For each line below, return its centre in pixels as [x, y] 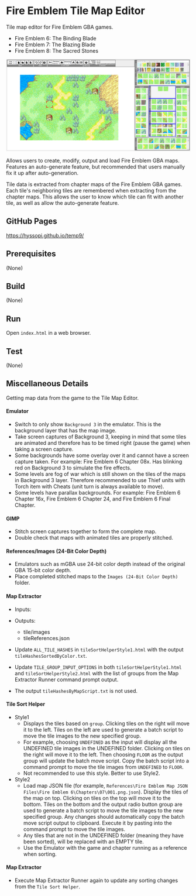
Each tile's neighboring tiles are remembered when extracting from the [91, 190]
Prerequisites [31, 254]
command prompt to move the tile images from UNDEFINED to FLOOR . [104, 767]
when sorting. [40, 854]
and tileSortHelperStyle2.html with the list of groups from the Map [97, 673]
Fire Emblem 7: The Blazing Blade [55, 44]
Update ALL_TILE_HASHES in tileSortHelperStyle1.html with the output [99, 649]
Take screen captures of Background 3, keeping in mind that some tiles [100, 437]
